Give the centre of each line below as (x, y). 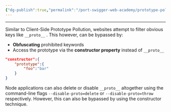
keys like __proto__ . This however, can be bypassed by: (64, 35)
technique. (17, 104)
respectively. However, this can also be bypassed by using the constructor (83, 99)
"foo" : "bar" (36, 69)
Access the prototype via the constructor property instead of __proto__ (88, 50)
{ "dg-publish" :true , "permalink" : (41, 10)
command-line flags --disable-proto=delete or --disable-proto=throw (79, 93)
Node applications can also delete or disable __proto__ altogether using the (84, 88)
